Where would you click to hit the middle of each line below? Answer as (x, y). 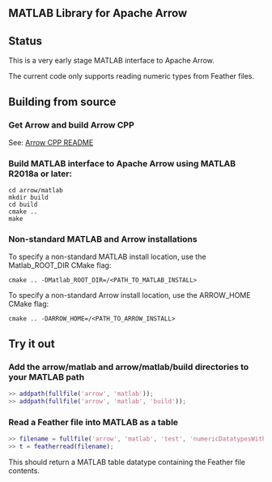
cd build (23, 205)
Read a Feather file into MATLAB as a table (93, 422)
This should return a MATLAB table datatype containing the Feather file (127, 462)
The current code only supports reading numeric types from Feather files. (132, 76)
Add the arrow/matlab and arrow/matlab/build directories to (129, 367)
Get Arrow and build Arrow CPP (72, 125)
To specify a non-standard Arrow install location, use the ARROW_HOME (130, 295)
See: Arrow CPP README (51, 142)
